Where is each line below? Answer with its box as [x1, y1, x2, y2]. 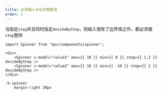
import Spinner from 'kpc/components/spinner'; [5, 42, 105, 47]
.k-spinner [5, 81, 28, 86]
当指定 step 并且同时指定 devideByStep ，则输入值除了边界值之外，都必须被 [5, 26, 153, 32]
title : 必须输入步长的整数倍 [5, 7, 58, 12]
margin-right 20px [14, 85, 52, 90]
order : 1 [5, 12, 23, 17]
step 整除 [5, 32, 23, 38]
